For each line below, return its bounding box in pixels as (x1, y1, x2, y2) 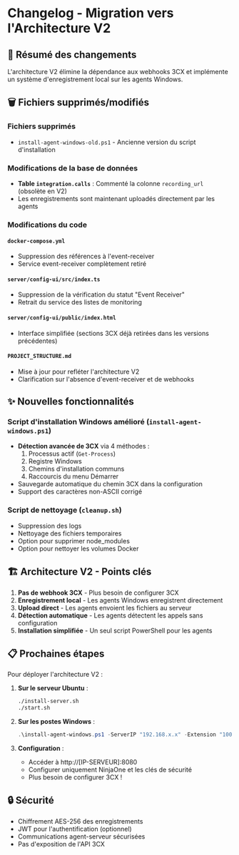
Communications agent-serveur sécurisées (17, 832, 146, 841)
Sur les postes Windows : (17, 717, 95, 726)
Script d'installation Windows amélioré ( (7, 417, 150, 427)
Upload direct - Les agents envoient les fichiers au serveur (17, 603, 192, 612)
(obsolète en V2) (17, 187, 68, 195)
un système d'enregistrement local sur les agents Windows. (7, 75, 183, 83)
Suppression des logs (17, 521, 82, 530)
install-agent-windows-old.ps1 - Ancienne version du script (17, 138, 196, 146)
